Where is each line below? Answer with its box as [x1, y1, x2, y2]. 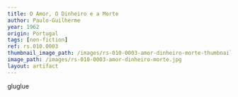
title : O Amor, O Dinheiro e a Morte [7, 10, 119, 18]
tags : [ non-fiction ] [7, 37, 69, 44]
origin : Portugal [7, 30, 59, 37]
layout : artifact [7, 63, 59, 70]
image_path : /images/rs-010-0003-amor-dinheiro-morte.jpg [7, 56, 182, 63]
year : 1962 [7, 23, 40, 30]
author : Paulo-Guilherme [7, 17, 81, 24]
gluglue [7, 82, 30, 90]
